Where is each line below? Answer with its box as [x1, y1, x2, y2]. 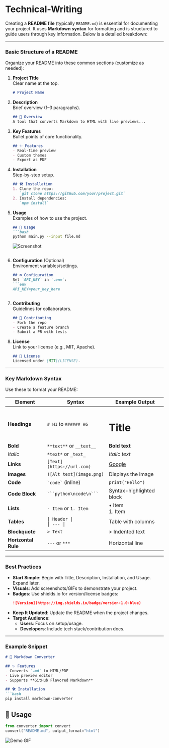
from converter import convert [5, 723, 71, 728]
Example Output [115, 398, 155, 406]
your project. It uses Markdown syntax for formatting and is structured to [5, 25, 158, 31]
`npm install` [19, 201, 49, 206]
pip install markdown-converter [5, 696, 73, 702]
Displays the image [109, 471, 154, 478]
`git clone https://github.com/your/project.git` [19, 191, 126, 196]
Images [8, 471, 26, 478]
